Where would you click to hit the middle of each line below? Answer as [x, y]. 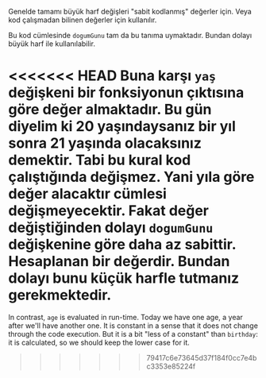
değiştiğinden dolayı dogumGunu [111, 228]
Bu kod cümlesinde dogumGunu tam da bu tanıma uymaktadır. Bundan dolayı [130, 35]
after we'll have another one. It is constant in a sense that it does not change [133, 326]
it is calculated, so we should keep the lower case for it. [99, 342]
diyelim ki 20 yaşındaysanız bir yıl [122, 127]
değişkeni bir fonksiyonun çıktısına [126, 93]
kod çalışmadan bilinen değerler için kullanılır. [83, 20]
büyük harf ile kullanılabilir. [52, 44]
